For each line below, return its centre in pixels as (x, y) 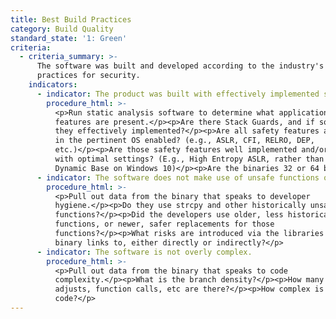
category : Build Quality (62, 29)
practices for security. (88, 76)
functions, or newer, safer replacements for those (164, 224)
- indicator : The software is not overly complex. (144, 252)
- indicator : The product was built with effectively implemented (178, 94)
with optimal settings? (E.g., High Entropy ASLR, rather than (189, 159)
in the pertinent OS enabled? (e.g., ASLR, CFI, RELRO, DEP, (184, 141)
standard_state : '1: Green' (69, 38)
